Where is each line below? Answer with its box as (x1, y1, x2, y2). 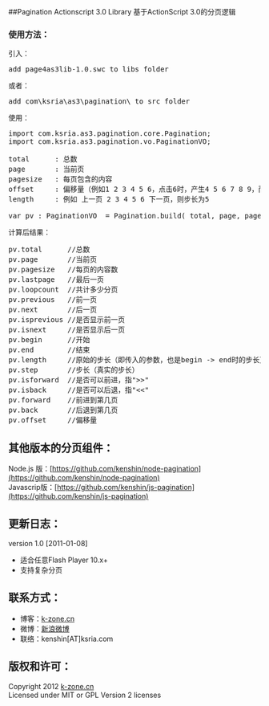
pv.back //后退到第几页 (8, 406, 118, 415)
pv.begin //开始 (8, 336, 90, 345)
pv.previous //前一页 (8, 296, 98, 304)
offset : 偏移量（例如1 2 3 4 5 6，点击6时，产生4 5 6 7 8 (8, 185, 243, 194)
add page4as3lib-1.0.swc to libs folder (8, 65, 170, 74)
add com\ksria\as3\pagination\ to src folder (8, 97, 191, 106)
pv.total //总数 (8, 245, 90, 255)
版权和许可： (8, 659, 72, 673)
